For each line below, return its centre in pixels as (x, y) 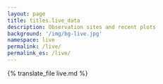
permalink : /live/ (34, 47)
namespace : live (31, 40)
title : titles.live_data (44, 20)
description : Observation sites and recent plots (82, 27)
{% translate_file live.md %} (48, 73)
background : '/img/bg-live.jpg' (55, 34)
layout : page (26, 14)
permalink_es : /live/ (39, 54)
